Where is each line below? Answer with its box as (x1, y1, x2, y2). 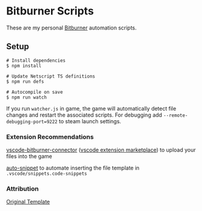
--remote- (163, 112, 188, 118)
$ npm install (6, 63, 42, 69)
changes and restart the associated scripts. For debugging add (6, 111, 162, 118)
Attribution (6, 185, 39, 193)
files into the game (6, 153, 52, 160)
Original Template (6, 198, 50, 206)
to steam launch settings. (58, 117, 121, 124)
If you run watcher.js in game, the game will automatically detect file (6, 105, 176, 112)
